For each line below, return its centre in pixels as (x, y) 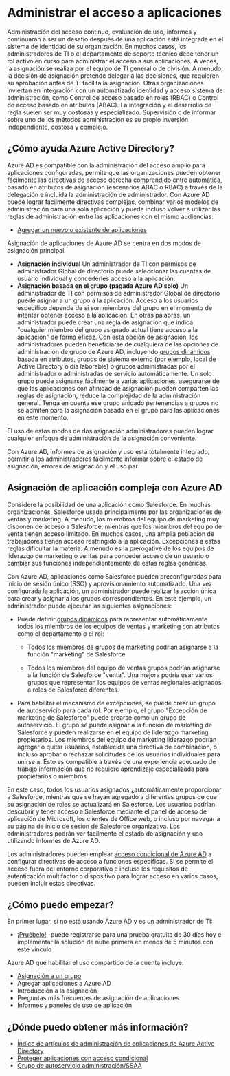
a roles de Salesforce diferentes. (73, 690)
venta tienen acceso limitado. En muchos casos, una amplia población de (111, 534)
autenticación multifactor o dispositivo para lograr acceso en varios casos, (113, 876)
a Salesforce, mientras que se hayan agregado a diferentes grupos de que (112, 796)
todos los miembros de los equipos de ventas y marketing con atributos (118, 626)
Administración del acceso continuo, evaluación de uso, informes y (102, 32)
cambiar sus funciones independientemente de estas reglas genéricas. (107, 563)
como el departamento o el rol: (60, 633)
